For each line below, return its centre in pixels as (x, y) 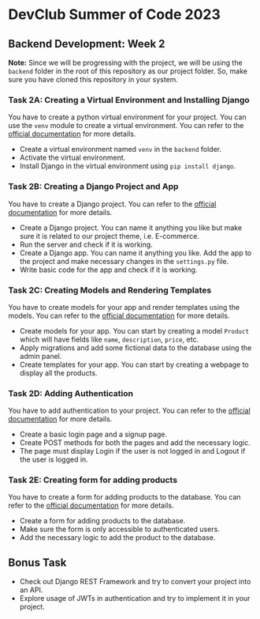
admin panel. (41, 356)
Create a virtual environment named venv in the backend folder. (121, 149)
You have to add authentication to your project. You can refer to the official (129, 411)
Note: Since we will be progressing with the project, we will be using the (125, 62)
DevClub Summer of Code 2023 (114, 15)
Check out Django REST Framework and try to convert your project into (135, 582)
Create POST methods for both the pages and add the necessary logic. (135, 443)
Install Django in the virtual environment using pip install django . (128, 166)
